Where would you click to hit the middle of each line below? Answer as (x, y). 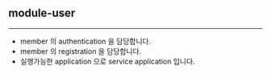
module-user (42, 13)
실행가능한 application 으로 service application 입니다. (107, 61)
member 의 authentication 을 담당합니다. (85, 41)
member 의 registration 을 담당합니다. (81, 51)
